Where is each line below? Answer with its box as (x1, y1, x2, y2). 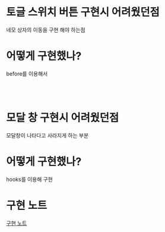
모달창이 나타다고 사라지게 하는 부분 (6, 131, 89, 139)
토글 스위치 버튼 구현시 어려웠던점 (6, 5, 160, 19)
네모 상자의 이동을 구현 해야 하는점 (6, 26, 85, 33)
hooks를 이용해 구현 (6, 175, 53, 183)
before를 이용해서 (6, 70, 48, 77)
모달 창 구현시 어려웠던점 (6, 111, 119, 125)
